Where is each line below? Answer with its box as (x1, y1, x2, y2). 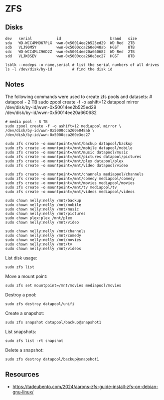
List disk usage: (5, 254, 37, 260)
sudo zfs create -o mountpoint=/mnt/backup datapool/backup (5, 141, 133, 146)
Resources (5, 370, 39, 379)
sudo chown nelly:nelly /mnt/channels (5, 228, 86, 233)
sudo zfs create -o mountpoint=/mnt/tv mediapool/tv (5, 184, 117, 190)
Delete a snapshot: (5, 347, 44, 353)
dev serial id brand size (5, 36, 137, 41)
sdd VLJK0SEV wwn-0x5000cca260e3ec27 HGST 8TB (5, 53, 135, 58)
